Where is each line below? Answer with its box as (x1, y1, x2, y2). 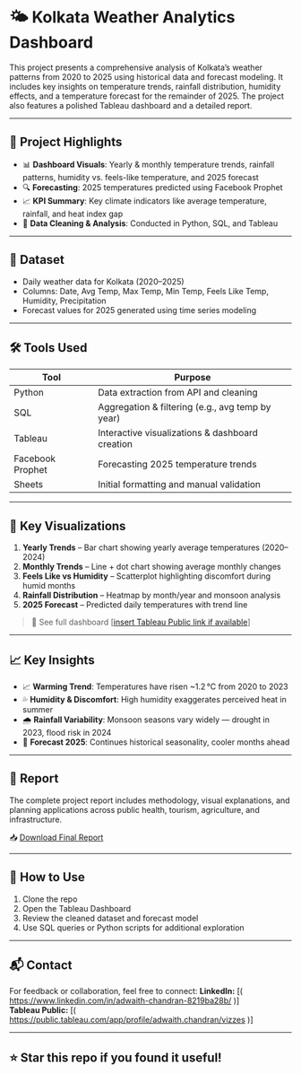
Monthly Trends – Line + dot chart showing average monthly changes (21, 562, 282, 572)
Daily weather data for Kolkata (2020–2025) (21, 275, 185, 287)
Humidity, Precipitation (21, 295, 107, 306)
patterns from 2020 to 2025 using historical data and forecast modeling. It (9, 71, 284, 82)
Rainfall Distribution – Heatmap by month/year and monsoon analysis (21, 589, 281, 601)
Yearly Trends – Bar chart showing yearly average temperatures (21, 542, 260, 553)
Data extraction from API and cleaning (98, 387, 258, 399)
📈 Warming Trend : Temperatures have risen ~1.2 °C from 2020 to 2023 (21, 681, 288, 692)
